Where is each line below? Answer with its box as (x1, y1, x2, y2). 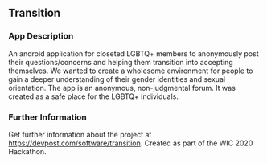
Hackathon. (8, 146, 47, 156)
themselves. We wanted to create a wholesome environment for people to (8, 66, 253, 75)
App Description (8, 31, 74, 42)
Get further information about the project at (8, 129, 152, 139)
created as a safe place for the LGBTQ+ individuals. (8, 92, 179, 101)
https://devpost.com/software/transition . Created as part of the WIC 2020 (8, 138, 253, 148)
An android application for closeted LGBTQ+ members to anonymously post (8, 48, 259, 59)
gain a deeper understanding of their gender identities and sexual (8, 74, 226, 84)
